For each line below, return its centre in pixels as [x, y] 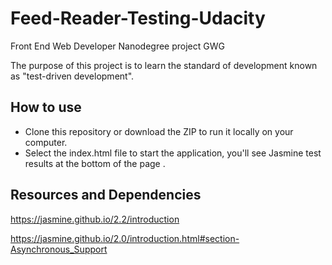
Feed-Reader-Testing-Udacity [138, 18]
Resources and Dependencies [106, 195]
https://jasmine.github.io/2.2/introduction [95, 219]
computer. [46, 142]
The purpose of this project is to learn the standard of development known [164, 65]
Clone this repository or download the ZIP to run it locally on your [159, 131]
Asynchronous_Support [59, 249]
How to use [46, 107]
